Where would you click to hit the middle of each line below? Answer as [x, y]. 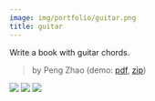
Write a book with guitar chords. [70, 52]
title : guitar [36, 26]
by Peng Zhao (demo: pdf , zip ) [89, 70]
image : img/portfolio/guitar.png [73, 18]
